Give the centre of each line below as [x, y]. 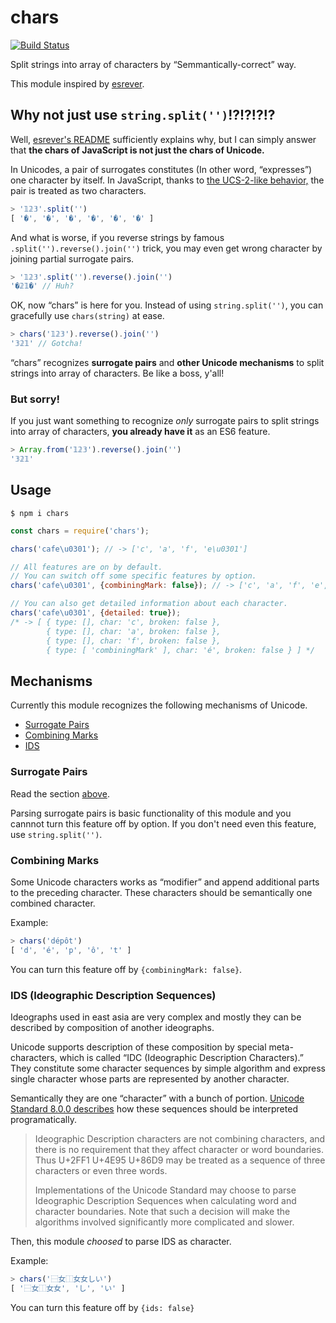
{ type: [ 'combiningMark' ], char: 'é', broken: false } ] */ [180, 650]
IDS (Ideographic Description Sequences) [113, 995]
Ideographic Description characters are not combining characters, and [180, 1138]
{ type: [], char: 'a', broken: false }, [134, 631]
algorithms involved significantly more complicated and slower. [164, 1222]
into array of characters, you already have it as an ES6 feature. [140, 432]
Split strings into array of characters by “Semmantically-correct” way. [153, 64]
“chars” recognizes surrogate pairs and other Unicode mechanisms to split [167, 362]
